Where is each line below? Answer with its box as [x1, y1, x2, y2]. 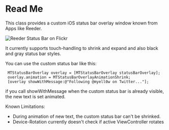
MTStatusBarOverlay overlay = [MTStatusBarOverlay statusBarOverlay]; [7, 70, 160, 75]
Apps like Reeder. [5, 25, 42, 31]
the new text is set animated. [5, 93, 66, 99]
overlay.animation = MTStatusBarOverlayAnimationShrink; [7, 74, 131, 80]
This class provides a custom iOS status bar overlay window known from [5, 20, 158, 26]
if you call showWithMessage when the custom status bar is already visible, [5, 88, 164, 94]
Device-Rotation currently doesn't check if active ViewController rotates [12, 118, 164, 125]
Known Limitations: [5, 103, 46, 110]
